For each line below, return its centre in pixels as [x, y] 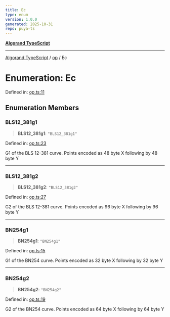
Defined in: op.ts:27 [26, 197]
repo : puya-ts [20, 29]
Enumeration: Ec [41, 78]
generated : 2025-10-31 [29, 24]
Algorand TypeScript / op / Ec [36, 58]
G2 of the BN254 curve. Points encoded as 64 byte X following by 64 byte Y [85, 309]
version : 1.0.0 [21, 19]
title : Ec [16, 10]
